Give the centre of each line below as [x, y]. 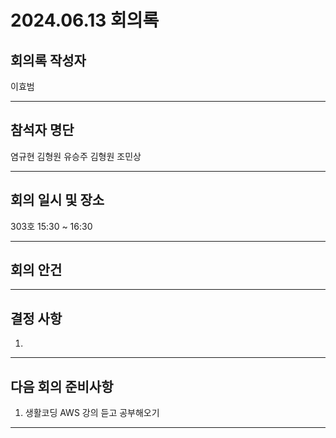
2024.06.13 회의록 [85, 20]
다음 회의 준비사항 [62, 386]
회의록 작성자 [48, 60]
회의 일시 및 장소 [57, 200]
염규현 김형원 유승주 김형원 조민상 [76, 156]
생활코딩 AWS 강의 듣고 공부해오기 [92, 413]
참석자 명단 [42, 130]
